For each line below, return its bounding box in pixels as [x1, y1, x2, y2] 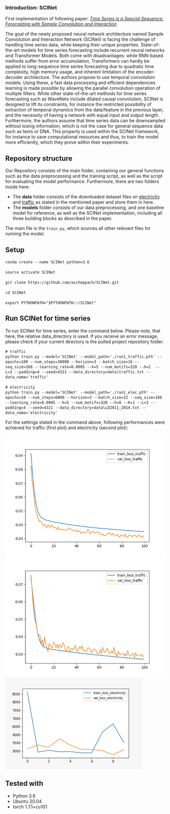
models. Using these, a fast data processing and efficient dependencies [5, 80, 156, 86]
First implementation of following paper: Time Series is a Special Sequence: [5, 16, 164, 22]
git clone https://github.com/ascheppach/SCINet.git [5, 280, 119, 285]
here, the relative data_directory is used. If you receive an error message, [5, 333, 159, 339]
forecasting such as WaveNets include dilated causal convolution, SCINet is [5, 96, 163, 102]
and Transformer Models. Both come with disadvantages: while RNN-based [5, 52, 163, 59]
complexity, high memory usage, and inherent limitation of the [5, 69, 135, 75]
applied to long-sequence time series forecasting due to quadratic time [5, 63, 154, 70]
